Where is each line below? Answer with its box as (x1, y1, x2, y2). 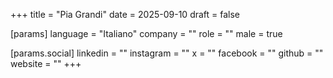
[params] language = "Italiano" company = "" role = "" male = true (10, 28, 283, 39)
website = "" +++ (10, 58, 82, 69)
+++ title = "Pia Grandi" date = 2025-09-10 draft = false (10, 9, 241, 20)
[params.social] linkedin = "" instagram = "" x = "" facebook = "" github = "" (10, 47, 324, 59)
